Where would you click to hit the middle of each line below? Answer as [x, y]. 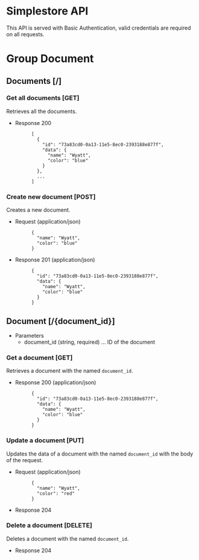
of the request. [25, 460]
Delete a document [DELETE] [49, 526]
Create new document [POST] [51, 196]
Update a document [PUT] [45, 440]
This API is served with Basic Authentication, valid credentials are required [99, 28]
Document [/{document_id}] [61, 321]
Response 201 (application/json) [55, 260]
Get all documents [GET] [43, 98]
